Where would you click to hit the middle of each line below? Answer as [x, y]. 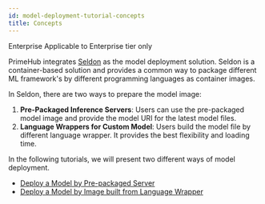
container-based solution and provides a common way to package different [132, 70]
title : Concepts [35, 23]
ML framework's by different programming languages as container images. [132, 78]
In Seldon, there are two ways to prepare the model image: [105, 94]
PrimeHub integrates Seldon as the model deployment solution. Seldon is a [132, 62]
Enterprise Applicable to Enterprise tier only [80, 46]
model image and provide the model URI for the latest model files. [128, 118]
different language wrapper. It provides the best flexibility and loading [135, 135]
